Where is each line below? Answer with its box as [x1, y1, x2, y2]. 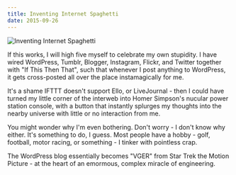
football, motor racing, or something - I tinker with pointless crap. [7, 137, 198, 146]
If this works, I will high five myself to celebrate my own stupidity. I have [7, 50, 218, 59]
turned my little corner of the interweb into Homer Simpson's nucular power [7, 94, 229, 103]
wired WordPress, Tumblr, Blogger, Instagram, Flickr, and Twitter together [7, 57, 222, 66]
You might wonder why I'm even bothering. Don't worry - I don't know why [7, 123, 225, 131]
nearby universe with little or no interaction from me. [7, 109, 161, 118]
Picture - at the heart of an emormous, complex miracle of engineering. [7, 159, 216, 167]
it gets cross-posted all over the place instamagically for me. [7, 72, 184, 81]
